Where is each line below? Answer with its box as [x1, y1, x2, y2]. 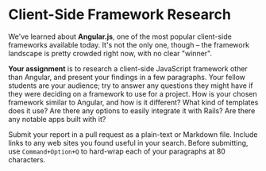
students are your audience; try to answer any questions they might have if [8, 81, 253, 90]
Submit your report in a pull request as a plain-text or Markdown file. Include [8, 129, 258, 139]
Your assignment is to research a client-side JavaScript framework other [8, 63, 248, 73]
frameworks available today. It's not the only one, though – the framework [8, 40, 250, 49]
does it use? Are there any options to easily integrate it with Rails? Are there [8, 105, 256, 116]
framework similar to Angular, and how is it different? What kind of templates [8, 97, 259, 107]
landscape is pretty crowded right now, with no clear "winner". [8, 48, 213, 58]
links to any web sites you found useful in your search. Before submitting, [8, 138, 249, 147]
